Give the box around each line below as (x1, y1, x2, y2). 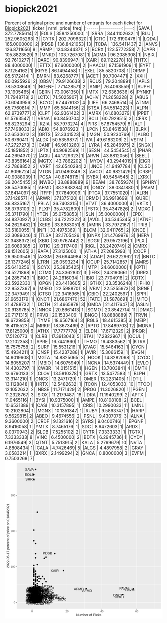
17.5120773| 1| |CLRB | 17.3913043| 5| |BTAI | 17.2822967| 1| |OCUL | (5, 333, 144, 339)
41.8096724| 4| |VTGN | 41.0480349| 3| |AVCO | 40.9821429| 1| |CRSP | (5, 168, 154, 174)
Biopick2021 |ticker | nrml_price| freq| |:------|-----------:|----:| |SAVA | (5, 25, 153, 31)
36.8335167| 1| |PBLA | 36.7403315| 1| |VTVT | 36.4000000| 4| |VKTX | (5, 200, 151, 206)
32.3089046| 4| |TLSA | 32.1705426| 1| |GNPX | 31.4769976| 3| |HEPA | (5, 232, 152, 238)
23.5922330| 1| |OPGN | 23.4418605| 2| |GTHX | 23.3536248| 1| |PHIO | (5, 280, 153, 286)
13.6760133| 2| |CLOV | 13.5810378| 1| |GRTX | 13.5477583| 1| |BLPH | (5, 370, 148, 376)
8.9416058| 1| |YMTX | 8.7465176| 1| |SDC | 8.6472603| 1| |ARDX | (5, 423, 141, 429)
